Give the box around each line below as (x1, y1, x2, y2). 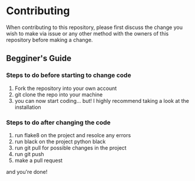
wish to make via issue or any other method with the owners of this (6, 30, 169, 37)
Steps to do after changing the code (6, 118, 111, 127)
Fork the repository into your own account (14, 85, 117, 92)
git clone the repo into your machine (14, 90, 103, 98)
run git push (14, 150, 44, 157)
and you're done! (6, 168, 48, 175)
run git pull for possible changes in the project (14, 144, 127, 151)
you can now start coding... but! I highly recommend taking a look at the (14, 97, 190, 104)
